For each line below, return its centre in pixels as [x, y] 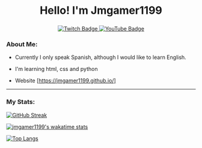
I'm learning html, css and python [56, 69]
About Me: [22, 45]
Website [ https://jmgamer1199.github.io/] [65, 81]
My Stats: [20, 102]
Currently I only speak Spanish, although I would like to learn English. [100, 57]
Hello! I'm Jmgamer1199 [101, 11]
